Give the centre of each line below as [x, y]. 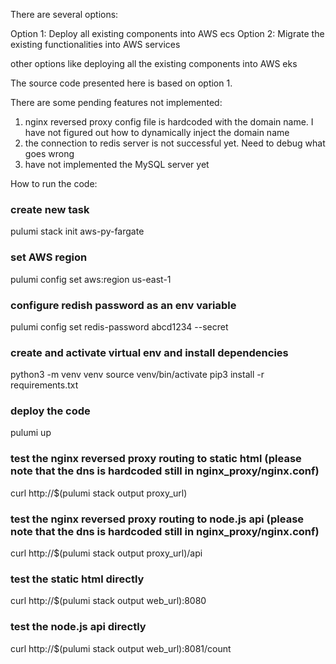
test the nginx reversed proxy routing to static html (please [156, 459]
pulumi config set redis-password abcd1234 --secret [119, 326]
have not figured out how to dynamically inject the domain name [157, 132]
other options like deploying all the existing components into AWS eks [154, 63]
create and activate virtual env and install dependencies [149, 352]
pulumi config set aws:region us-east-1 [91, 279]
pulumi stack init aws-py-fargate [77, 231]
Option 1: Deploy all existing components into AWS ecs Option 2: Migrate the [167, 33]
